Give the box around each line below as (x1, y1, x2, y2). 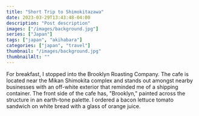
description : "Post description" (6, 20, 91, 26)
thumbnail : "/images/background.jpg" (6, 48, 102, 54)
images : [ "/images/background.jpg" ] (6, 25, 99, 32)
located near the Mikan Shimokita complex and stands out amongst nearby (6, 77, 194, 84)
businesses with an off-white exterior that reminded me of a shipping (6, 83, 178, 91)
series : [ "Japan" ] (6, 31, 53, 37)
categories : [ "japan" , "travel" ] (6, 43, 91, 49)
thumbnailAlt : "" (6, 54, 50, 60)
